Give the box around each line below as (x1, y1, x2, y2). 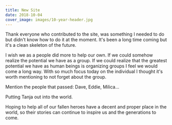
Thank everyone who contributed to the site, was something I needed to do (5, 31, 164, 38)
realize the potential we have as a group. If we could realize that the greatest (5, 58, 167, 64)
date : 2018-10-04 (5, 12, 43, 17)
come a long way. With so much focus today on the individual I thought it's (5, 68, 163, 75)
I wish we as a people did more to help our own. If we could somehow (5, 52, 153, 58)
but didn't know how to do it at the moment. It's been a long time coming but (5, 37, 167, 43)
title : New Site (5, 7, 40, 13)
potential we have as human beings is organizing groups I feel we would (5, 63, 158, 69)
